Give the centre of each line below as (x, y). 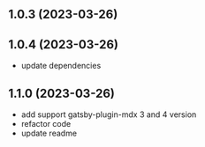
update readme (49, 133)
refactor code (46, 124)
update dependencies (61, 66)
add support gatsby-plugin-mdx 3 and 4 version (109, 114)
